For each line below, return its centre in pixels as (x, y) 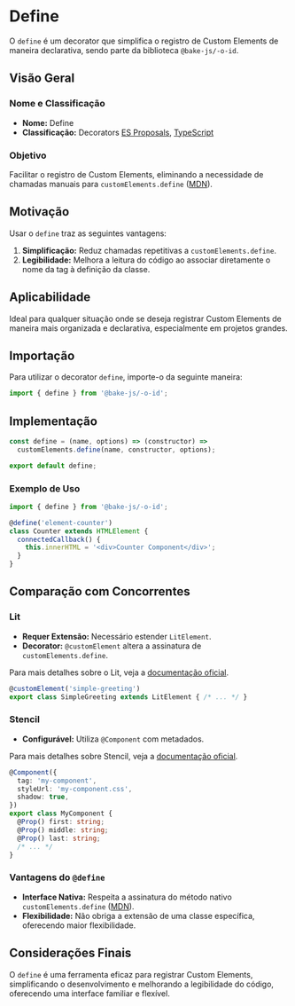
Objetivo (28, 155)
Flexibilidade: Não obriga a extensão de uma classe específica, (138, 916)
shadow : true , (43, 797)
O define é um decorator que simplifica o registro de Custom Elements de (144, 41)
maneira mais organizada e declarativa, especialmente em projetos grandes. (148, 328)
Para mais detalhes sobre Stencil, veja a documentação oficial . (124, 756)
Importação (42, 355)
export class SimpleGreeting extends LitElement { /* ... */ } (128, 697)
